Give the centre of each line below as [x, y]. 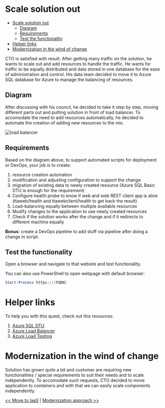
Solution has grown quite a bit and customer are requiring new [68, 370]
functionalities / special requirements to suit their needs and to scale [75, 375]
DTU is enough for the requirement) [48, 190]
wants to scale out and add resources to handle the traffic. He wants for [78, 64]
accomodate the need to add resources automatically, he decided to [74, 118]
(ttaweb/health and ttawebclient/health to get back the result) [75, 201]
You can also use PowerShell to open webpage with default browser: [75, 274]
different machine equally [38, 222]
